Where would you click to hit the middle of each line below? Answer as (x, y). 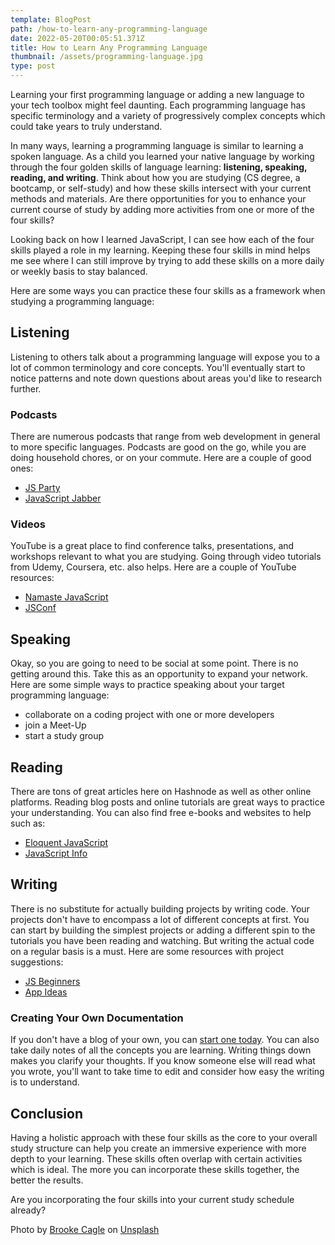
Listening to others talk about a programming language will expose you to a (165, 357)
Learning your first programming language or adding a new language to (157, 94)
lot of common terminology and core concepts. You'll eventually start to (158, 367)
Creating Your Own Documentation (97, 1018)
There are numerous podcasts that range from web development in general (165, 437)
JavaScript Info (56, 853)
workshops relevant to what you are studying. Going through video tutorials (166, 557)
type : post (33, 66)
